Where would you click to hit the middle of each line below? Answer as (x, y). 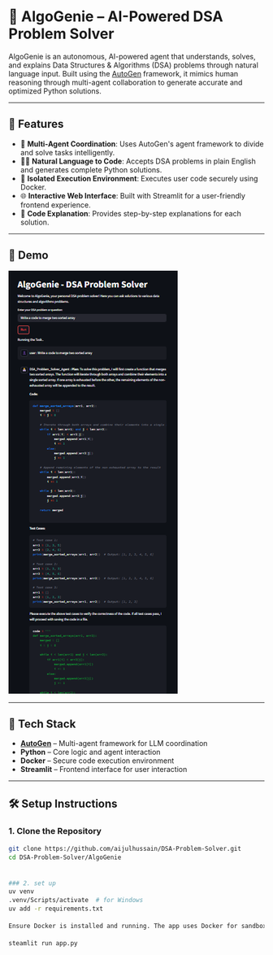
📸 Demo (28, 255)
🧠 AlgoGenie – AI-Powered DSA (116, 17)
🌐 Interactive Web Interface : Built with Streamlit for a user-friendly (133, 195)
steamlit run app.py (43, 943)
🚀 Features (36, 124)
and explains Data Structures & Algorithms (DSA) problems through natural (133, 65)
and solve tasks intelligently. (67, 152)
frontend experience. (55, 205)
